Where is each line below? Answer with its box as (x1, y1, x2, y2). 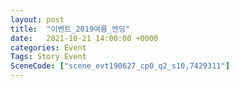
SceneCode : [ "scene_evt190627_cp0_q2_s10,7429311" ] (10, 61, 230, 71)
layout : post (10, 14, 65, 25)
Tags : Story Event (10, 52, 87, 62)
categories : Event (10, 42, 87, 53)
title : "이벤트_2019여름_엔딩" (10, 24, 131, 34)
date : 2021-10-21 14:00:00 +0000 (10, 33, 159, 43)
